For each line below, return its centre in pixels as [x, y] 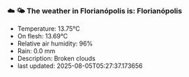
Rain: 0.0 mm [36, 51]
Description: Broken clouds [56, 59]
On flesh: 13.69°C [43, 36]
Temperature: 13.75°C [48, 29]
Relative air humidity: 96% [55, 43]
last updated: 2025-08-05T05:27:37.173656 [80, 66]
